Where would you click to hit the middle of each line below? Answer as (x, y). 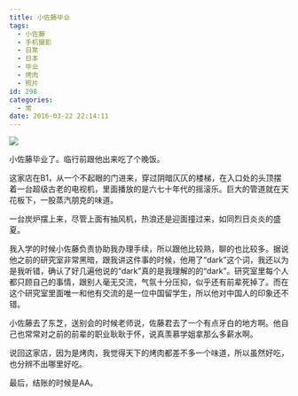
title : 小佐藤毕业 (40, 17)
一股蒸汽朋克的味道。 (78, 200)
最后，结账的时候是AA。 (54, 383)
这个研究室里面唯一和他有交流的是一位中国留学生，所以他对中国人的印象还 (145, 293)
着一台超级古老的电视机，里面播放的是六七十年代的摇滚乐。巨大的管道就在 (145, 189)
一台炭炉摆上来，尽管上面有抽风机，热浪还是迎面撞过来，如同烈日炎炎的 (141, 219)
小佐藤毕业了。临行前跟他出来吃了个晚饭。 (87, 159)
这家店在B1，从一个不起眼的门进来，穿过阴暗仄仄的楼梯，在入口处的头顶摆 (145, 178)
